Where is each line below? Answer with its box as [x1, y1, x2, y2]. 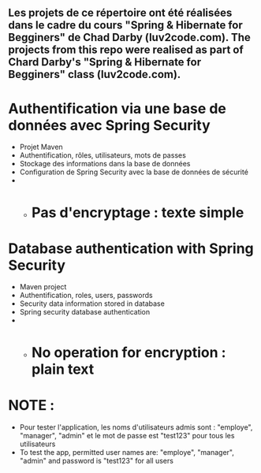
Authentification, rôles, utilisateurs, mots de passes [19, 151, 187, 160]
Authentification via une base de [8, 99, 227, 117]
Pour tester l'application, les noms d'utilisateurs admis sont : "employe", [19, 422, 253, 432]
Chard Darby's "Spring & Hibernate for [8, 55, 202, 69]
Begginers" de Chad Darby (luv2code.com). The [8, 31, 251, 44]
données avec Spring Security [8, 116, 211, 134]
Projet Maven [19, 142, 63, 152]
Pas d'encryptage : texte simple [31, 203, 244, 222]
